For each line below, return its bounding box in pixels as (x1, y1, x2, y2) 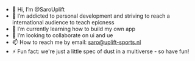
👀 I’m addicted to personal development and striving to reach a (12, 12, 171, 20)
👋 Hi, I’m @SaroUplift (12, 6, 65, 13)
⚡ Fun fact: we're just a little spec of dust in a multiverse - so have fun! (12, 48, 190, 55)
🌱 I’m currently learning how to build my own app (12, 25, 136, 32)
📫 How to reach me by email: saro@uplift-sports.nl (12, 38, 141, 46)
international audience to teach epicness (12, 19, 115, 26)
